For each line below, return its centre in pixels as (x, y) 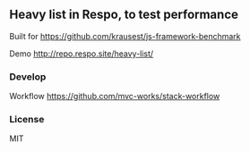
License (27, 120)
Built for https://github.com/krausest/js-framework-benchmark (125, 36)
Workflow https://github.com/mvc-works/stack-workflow (115, 96)
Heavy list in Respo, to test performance (124, 15)
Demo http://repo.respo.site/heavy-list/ (82, 54)
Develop (28, 77)
